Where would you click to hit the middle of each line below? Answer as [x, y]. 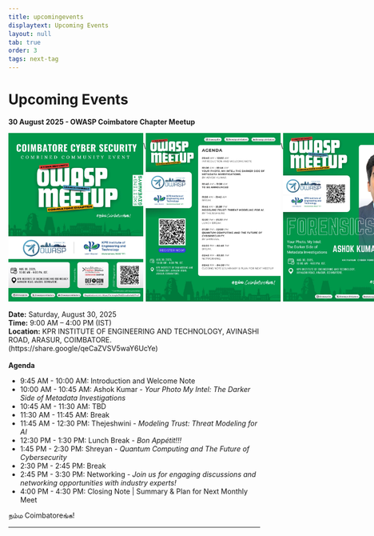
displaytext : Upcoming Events [59, 25]
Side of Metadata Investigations [73, 398]
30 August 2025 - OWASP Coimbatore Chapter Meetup [102, 122]
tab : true [25, 42]
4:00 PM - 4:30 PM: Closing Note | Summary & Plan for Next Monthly [134, 491]
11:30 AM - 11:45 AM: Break [65, 415]
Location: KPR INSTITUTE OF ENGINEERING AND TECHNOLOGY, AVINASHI [134, 331]
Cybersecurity [44, 458]
